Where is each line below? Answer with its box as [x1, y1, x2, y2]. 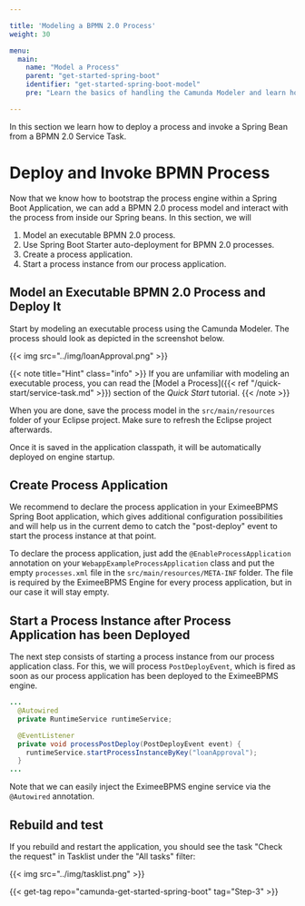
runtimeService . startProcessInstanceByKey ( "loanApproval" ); [25, 748, 258, 757]
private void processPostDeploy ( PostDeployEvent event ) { [17, 739, 242, 749]
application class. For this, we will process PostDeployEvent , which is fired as [9, 661, 296, 672]
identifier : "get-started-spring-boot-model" [25, 80, 202, 89]
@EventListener [17, 731, 75, 740]
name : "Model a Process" [25, 63, 120, 73]
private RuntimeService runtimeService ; [17, 714, 172, 724]
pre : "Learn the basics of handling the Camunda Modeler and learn [25, 88, 286, 97]
